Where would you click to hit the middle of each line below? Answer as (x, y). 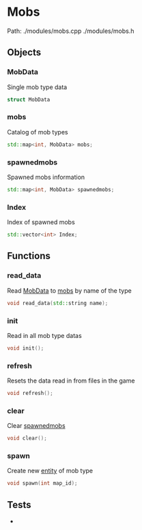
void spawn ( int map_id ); (42, 483)
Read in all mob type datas (44, 335)
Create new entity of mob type (50, 471)
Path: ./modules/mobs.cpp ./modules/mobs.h (71, 31)
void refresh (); (30, 394)
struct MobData (29, 99)
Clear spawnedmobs (37, 426)
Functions (29, 256)
